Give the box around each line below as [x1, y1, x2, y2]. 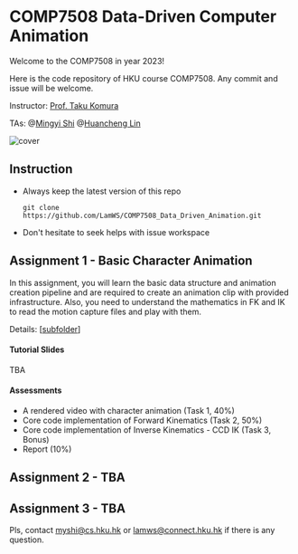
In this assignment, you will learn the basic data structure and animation [9, 277, 277, 288]
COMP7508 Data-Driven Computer [9, 6, 277, 27]
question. [9, 534, 45, 545]
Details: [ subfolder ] [9, 323, 81, 334]
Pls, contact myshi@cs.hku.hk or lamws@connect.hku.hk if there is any [9, 525, 275, 536]
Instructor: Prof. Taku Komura [9, 100, 119, 110]
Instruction [9, 161, 73, 177]
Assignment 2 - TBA [9, 470, 126, 485]
